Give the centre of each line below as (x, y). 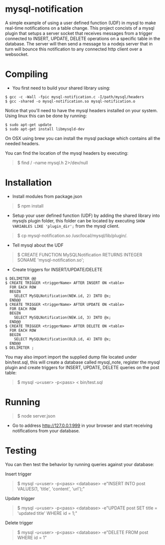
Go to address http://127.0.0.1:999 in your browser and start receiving (82, 425)
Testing (21, 450)
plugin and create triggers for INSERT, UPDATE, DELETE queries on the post (82, 367)
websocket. (17, 54)
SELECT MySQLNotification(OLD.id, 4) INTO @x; (63, 339)
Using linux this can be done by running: (46, 116)
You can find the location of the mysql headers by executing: (67, 153)
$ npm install (30, 206)
